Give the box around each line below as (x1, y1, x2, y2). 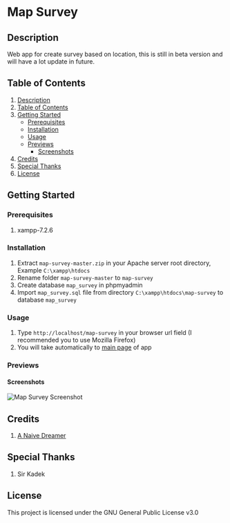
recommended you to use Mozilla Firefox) (17, 336, 136, 345)
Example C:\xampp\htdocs (17, 266, 90, 274)
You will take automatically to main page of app (17, 343, 152, 351)
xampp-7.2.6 (17, 226, 53, 234)
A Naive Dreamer (17, 432, 66, 440)
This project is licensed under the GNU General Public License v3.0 (7, 508, 199, 516)
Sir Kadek (17, 470, 46, 478)
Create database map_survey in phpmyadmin (17, 281, 143, 289)
